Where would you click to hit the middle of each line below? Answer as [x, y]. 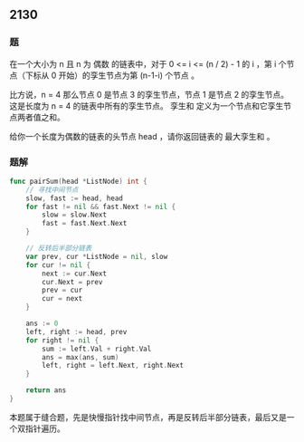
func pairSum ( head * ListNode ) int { [78, 181]
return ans [46, 390]
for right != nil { [62, 340]
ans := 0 [42, 324]
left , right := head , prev [76, 331]
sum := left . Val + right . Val [97, 349]
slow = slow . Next [74, 215]
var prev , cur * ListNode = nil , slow [97, 256]
